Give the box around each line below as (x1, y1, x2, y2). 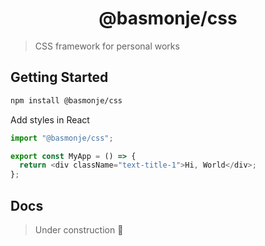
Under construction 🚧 (34, 223, 124, 236)
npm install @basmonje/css (10, 95, 123, 106)
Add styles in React (10, 113, 90, 126)
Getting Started (10, 69, 109, 86)
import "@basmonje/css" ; (10, 133, 114, 143)
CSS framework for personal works (34, 40, 180, 52)
